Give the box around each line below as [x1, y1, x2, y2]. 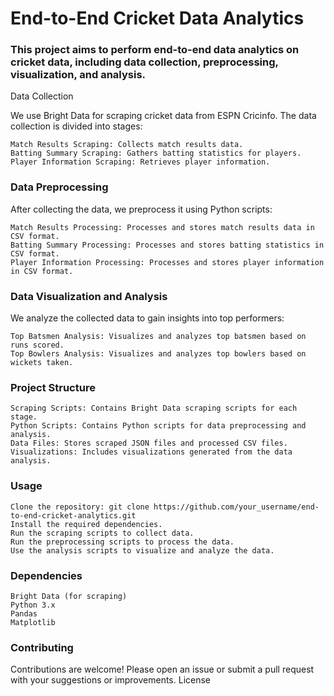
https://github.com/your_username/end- [153, 502, 320, 512]
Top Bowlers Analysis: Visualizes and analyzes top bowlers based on [10, 349, 307, 359]
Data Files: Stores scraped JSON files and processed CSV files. [10, 438, 288, 449]
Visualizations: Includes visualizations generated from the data [10, 447, 293, 457]
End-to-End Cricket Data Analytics [10, 7, 305, 30]
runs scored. [10, 340, 65, 351]
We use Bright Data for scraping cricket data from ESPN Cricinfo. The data [10, 110, 317, 122]
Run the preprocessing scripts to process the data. [10, 537, 235, 547]
